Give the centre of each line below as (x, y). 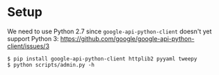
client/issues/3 (29, 46)
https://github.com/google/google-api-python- (127, 38)
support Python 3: (33, 38)
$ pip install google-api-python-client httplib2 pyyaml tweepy (102, 59)
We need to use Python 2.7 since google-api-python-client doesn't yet (109, 31)
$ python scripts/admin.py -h (51, 65)
